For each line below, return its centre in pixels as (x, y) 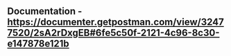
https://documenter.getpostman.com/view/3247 (115, 22)
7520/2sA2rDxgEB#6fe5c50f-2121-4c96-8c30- (113, 33)
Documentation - (45, 11)
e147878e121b (38, 44)
